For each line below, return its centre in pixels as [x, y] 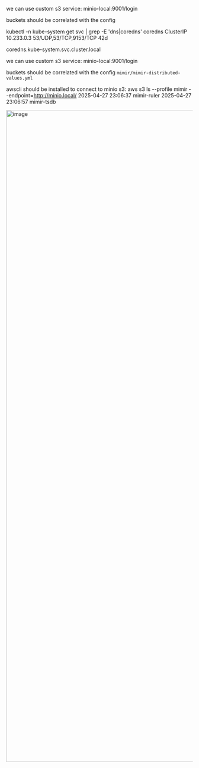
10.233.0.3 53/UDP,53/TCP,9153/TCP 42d [57, 38]
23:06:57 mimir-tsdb [31, 102]
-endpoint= [20, 95]
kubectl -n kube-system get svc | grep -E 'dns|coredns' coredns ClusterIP [97, 31]
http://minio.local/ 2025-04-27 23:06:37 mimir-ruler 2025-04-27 [112, 95]
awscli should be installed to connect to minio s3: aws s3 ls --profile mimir [97, 89]
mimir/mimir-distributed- [148, 73]
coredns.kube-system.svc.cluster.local [53, 49]
